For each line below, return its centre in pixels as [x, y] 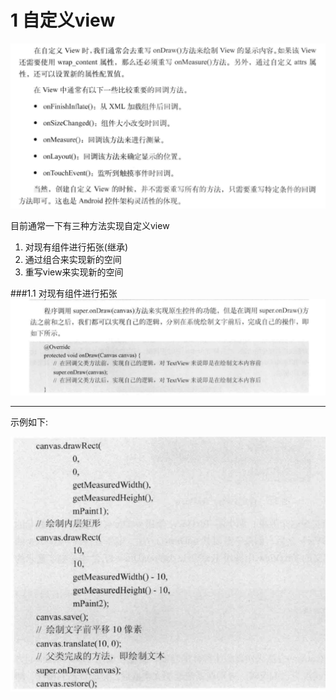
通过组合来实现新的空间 [73, 260]
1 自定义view [63, 20]
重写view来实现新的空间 [74, 272]
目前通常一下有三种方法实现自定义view [90, 226]
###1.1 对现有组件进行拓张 [64, 293]
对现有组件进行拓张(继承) [76, 247]
